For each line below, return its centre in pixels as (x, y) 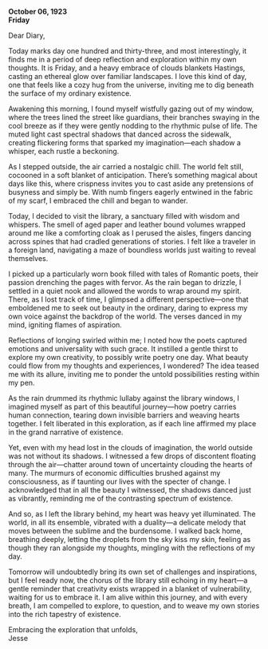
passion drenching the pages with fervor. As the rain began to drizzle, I (125, 282)
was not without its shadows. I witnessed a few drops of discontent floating (132, 456)
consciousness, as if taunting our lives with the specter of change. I (119, 481)
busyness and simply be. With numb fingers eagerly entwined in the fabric (131, 192)
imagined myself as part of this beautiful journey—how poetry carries (122, 407)
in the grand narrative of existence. (66, 432)
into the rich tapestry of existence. (65, 614)
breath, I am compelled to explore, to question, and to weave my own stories (134, 605)
